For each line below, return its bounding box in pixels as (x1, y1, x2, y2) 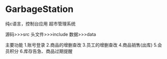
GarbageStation (5, 3, 74, 15)
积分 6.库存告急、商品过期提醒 (9, 48, 73, 54)
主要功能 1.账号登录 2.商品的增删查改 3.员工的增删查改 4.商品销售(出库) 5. (5, 41, 158, 48)
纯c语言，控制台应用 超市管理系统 (5, 20, 76, 26)
